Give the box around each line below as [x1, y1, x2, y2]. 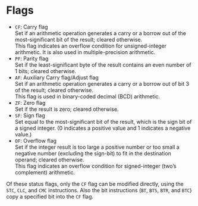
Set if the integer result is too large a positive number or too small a [14, 143, 180, 151]
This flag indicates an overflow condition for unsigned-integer [14, 42, 167, 49]
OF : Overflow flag [14, 137, 57, 144]
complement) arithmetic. [14, 168, 76, 176]
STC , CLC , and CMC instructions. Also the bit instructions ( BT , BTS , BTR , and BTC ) [6, 186, 192, 193]
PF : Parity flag [14, 55, 49, 62]
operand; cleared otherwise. [14, 156, 84, 163]
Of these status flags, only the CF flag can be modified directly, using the [6, 180, 184, 188]
